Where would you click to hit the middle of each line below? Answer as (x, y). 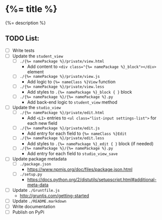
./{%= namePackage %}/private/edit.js (60, 128)
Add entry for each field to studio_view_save (72, 154)
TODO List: (22, 38)
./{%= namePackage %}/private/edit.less (62, 138)
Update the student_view (38, 56)
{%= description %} (26, 23)
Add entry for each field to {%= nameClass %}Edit (77, 133)
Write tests (23, 50)
